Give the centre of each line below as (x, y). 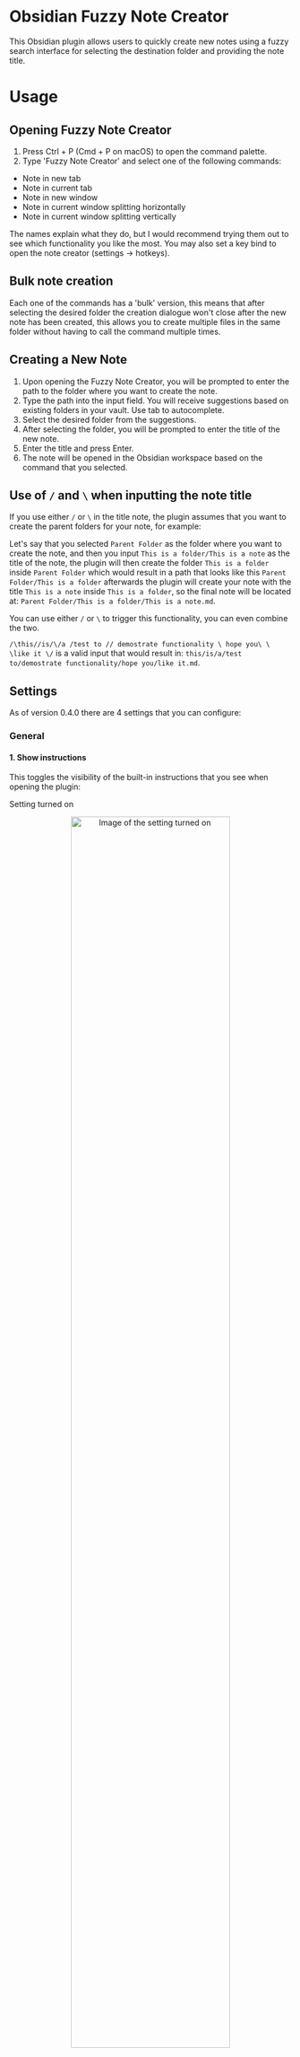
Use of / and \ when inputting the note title (131, 495)
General (27, 736)
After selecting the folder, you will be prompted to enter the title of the (151, 429)
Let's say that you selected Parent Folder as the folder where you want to (146, 544)
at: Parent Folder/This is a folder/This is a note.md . (113, 601)
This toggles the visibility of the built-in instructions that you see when (139, 778)
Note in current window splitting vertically (99, 216)
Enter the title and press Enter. (78, 448)
